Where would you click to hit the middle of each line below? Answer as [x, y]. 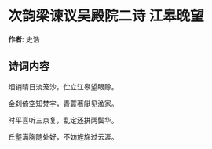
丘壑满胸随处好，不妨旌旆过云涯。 [63, 136]
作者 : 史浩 [24, 39]
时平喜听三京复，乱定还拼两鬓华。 [63, 120]
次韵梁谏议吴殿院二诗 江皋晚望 [106, 16]
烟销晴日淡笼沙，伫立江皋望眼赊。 [63, 86]
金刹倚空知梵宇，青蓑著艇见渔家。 [63, 104]
